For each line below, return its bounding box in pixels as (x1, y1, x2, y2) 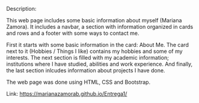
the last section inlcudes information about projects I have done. (6, 67, 165, 74)
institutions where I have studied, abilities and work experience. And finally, (6, 60, 193, 67)
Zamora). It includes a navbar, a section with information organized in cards (6, 23, 194, 30)
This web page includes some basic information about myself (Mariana (6, 17, 182, 23)
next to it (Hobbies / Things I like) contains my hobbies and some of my (6, 48, 183, 55)
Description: (6, 5, 37, 12)
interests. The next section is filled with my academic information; (6, 54, 170, 61)
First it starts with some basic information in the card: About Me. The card (6, 42, 189, 48)
